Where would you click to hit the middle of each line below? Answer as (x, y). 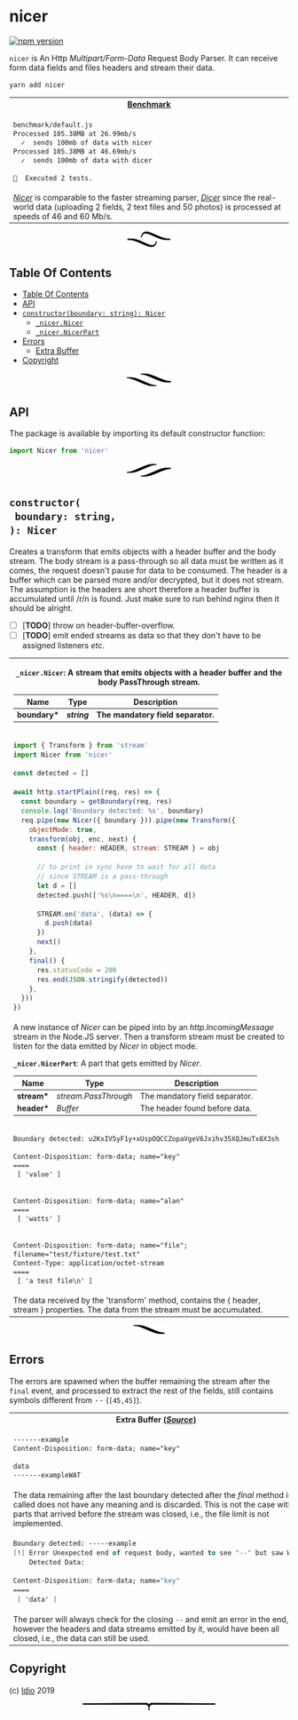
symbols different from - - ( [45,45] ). (75, 1399)
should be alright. (41, 608)
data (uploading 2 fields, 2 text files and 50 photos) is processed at (158, 207)
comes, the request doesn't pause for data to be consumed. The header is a (149, 570)
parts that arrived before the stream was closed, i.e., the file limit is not (141, 1514)
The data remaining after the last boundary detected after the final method (149, 1494)
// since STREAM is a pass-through (102, 876)
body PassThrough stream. (149, 682)
